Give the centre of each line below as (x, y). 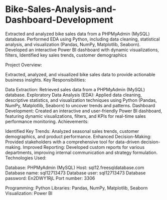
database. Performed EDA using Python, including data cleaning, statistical (82, 39)
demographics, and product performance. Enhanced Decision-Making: (78, 136)
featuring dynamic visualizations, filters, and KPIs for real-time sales (76, 116)
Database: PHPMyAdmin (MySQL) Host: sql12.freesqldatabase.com (75, 167)
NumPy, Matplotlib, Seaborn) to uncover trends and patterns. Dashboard (80, 105)
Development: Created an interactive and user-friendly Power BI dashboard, (84, 111)
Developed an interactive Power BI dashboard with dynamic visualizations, (82, 50)
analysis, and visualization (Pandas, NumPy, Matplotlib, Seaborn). (73, 44)
